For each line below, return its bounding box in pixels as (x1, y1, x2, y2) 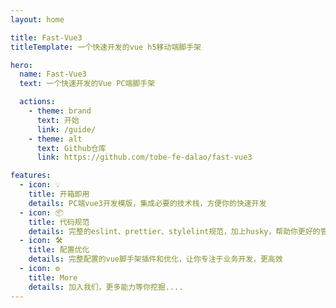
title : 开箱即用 (28, 189, 90, 199)
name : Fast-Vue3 (19, 69, 87, 80)
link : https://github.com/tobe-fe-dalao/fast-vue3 (36, 152, 253, 163)
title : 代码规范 (28, 217, 90, 227)
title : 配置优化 (28, 245, 90, 255)
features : (10, 171, 52, 181)
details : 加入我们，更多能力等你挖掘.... (28, 282, 184, 292)
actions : (19, 97, 56, 107)
